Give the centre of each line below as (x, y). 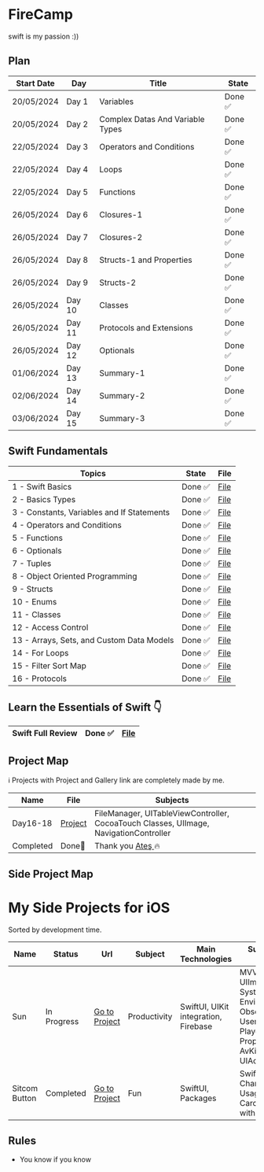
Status (66, 954)
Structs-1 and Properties (146, 260)
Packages (198, 1098)
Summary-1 (122, 373)
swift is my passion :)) (44, 36)
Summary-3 (122, 418)
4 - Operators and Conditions (67, 525)
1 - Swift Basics (42, 486)
